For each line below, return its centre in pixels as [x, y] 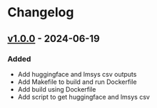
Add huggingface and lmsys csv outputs [77, 74]
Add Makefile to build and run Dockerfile [77, 82]
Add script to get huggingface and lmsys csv [83, 97]
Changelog [41, 12]
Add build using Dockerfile [57, 89]
